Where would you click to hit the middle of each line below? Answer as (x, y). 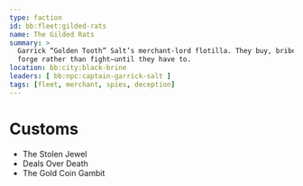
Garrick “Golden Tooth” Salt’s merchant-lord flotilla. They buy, (145, 51)
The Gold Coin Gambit (64, 173)
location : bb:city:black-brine (68, 68)
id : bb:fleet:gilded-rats (58, 26)
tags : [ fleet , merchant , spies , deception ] (92, 84)
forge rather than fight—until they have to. (105, 59)
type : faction (36, 18)
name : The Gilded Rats (52, 34)
